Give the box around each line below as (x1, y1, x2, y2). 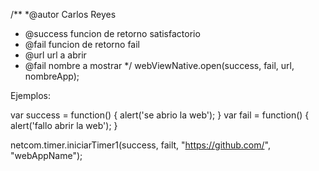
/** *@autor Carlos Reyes (10, 9, 117, 20)
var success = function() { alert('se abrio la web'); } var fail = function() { (10, 109, 310, 121)
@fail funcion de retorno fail (24, 39, 140, 50)
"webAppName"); (10, 150, 83, 161)
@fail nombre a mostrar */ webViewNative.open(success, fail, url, (24, 60, 295, 71)
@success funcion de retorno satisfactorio (24, 28, 201, 39)
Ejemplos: (10, 90, 52, 101)
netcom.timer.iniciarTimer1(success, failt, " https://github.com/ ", (10, 139, 271, 151)
